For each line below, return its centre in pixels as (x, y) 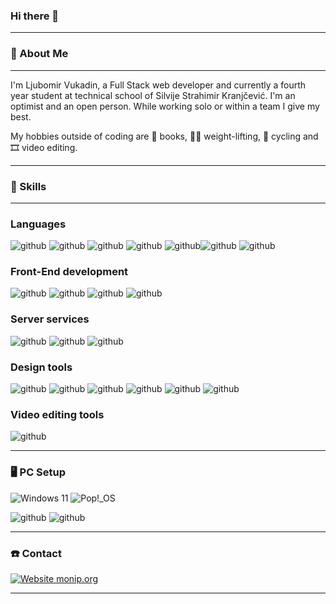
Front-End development (69, 272)
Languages (38, 224)
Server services (50, 319)
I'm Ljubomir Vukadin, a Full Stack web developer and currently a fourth (158, 85)
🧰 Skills (28, 186)
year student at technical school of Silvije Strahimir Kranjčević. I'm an (153, 95)
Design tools (41, 367)
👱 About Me (39, 54)
